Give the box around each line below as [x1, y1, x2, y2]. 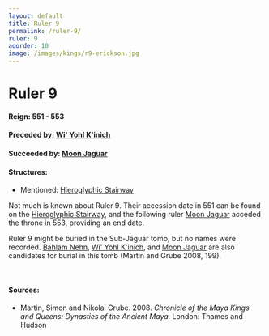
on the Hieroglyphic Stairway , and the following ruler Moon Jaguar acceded [8, 210, 262, 219]
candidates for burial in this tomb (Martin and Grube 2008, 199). [8, 251, 221, 261]
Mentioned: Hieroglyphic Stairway [19, 185, 134, 195]
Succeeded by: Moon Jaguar [8, 148, 108, 158]
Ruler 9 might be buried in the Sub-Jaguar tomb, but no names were [8, 234, 237, 244]
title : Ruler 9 [8, 19, 60, 28]
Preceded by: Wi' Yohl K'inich [8, 130, 111, 140]
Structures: [8, 167, 49, 177]
